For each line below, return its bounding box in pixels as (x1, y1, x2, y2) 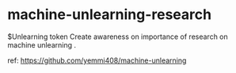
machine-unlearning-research (7, 6, 211, 24)
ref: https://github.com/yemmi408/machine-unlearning (7, 56, 187, 65)
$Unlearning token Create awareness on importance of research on (7, 32, 229, 41)
